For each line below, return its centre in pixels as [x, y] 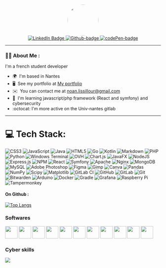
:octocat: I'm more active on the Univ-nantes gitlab [64, 109]
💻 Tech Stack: [36, 134]
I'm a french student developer [37, 66]
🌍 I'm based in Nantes [36, 76]
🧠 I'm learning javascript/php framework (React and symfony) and [80, 98]
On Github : [17, 194]
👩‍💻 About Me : [23, 55]
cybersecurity [26, 103]
